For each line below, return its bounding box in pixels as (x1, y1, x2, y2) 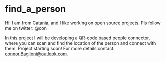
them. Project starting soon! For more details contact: (5, 45, 115, 51)
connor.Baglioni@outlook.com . (5, 51, 68, 57)
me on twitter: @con (5, 25, 47, 31)
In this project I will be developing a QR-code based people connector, (5, 35, 150, 41)
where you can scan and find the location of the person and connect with (5, 40, 156, 46)
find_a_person (5, 3, 66, 15)
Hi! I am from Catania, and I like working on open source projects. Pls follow (5, 20, 161, 26)
